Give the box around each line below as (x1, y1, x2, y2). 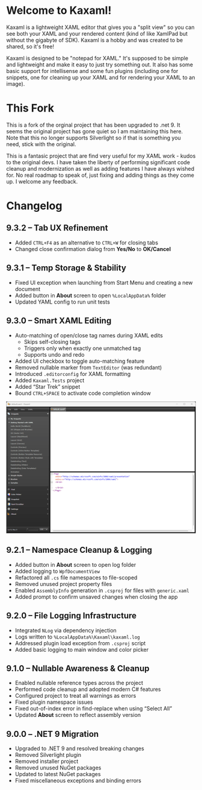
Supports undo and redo (23, 351, 85, 358)
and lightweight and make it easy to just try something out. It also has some (6, 61, 194, 68)
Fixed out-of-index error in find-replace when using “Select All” (14, 705, 173, 712)
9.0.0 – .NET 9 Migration (6, 728, 99, 739)
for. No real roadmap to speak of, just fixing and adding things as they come (6, 171, 194, 179)
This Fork (6, 101, 54, 115)
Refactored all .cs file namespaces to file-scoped (14, 574, 138, 581)
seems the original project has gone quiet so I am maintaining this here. (6, 127, 183, 135)
